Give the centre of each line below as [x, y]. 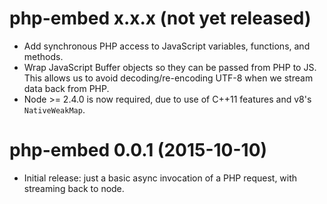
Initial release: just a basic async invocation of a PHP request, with [160, 178]
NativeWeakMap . [54, 109]
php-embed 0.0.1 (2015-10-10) [138, 150]
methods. [43, 56]
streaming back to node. [74, 188]
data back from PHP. [66, 88]
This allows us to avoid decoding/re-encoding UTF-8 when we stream [168, 78]
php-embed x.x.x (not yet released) [160, 18]
